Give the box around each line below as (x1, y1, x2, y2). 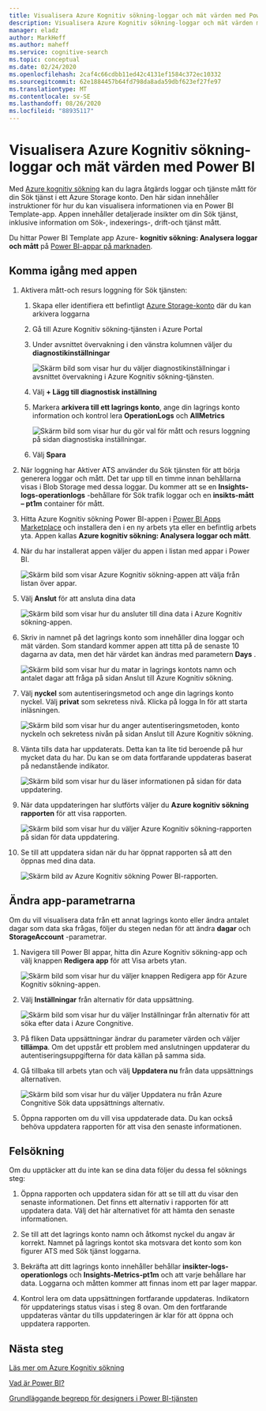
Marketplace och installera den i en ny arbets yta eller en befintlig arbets (20, 523, 257, 532)
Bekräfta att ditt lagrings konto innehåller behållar (20, 1262, 181, 1271)
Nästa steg (9, 1341, 64, 1356)
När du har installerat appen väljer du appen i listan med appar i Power (20, 546, 250, 556)
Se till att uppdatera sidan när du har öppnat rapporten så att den (20, 847, 232, 857)
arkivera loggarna (32, 309, 90, 319)
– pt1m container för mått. (20, 499, 105, 508)
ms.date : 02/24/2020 (9, 63, 77, 71)
